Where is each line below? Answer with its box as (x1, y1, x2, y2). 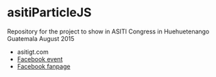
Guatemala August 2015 (7, 34, 75, 42)
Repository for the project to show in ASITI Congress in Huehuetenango (7, 27, 210, 35)
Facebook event (16, 55, 63, 63)
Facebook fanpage (16, 62, 71, 70)
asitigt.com (16, 48, 49, 56)
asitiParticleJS (7, 5, 92, 20)
